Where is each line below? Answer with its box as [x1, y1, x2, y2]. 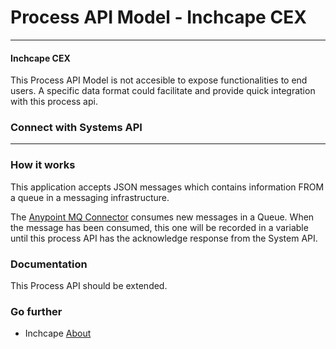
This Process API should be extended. [10, 280, 168, 292]
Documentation [10, 257, 88, 271]
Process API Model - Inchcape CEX [10, 6, 307, 29]
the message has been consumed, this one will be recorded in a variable [10, 221, 309, 233]
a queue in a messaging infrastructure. [10, 191, 170, 203]
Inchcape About [24, 327, 92, 340]
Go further [10, 304, 63, 318]
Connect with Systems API [10, 121, 143, 135]
